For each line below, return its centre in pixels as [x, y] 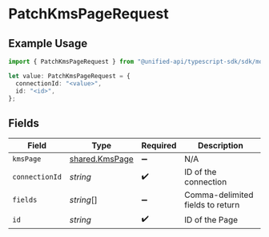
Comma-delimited [219, 195]
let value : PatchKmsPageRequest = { [69, 76]
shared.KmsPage [101, 159]
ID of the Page [211, 219]
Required [159, 146]
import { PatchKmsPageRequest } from [71, 61]
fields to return [212, 205]
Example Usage [48, 43]
